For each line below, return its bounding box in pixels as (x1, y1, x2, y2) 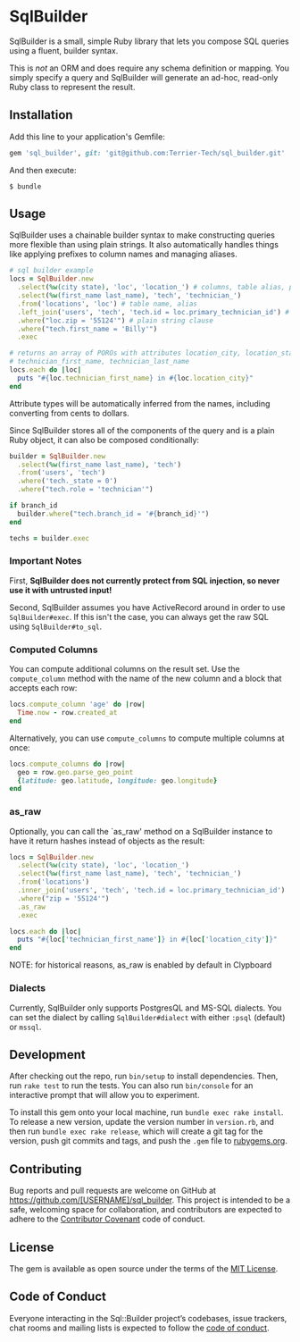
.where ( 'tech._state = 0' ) (17, 476, 118, 486)
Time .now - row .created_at (17, 709, 118, 717)
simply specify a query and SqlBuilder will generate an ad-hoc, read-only (9, 71, 279, 82)
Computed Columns (9, 643, 98, 656)
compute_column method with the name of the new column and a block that (9, 673, 282, 684)
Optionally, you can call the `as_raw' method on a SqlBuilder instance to (9, 826, 273, 836)
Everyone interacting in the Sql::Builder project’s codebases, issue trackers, (9, 1313, 287, 1323)
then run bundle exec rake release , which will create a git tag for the (9, 1126, 263, 1137)
